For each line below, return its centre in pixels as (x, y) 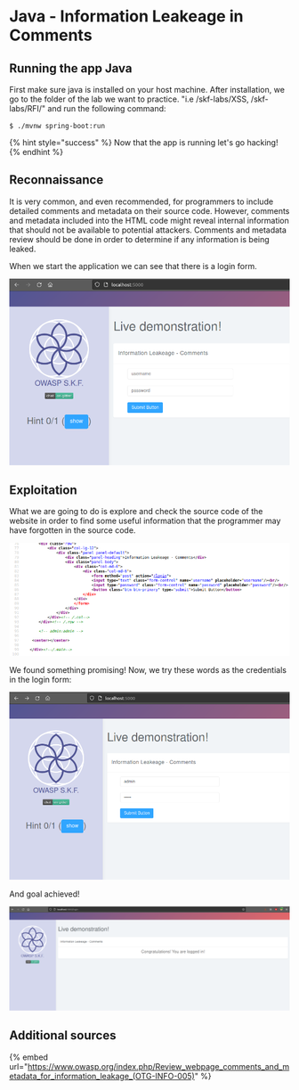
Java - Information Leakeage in (126, 16)
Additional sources (63, 1036)
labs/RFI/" (28, 108)
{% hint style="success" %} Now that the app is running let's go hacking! (144, 143)
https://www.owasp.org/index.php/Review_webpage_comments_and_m (158, 1066)
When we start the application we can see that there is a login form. (133, 266)
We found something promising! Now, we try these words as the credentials (148, 669)
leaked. (23, 249)
